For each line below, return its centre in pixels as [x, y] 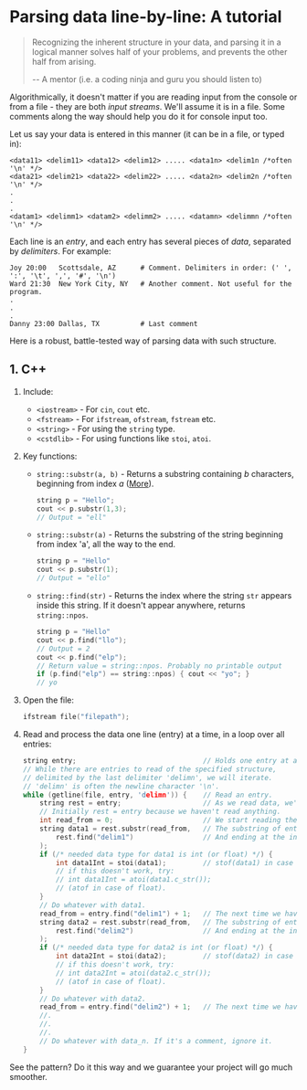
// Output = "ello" [74, 578]
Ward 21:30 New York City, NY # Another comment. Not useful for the [151, 284]
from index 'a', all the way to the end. [106, 545]
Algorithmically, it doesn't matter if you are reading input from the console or [153, 97]
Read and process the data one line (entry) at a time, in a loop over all [153, 734]
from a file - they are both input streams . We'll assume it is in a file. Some [147, 106]
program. [26, 291]
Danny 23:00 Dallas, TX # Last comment [104, 323]
